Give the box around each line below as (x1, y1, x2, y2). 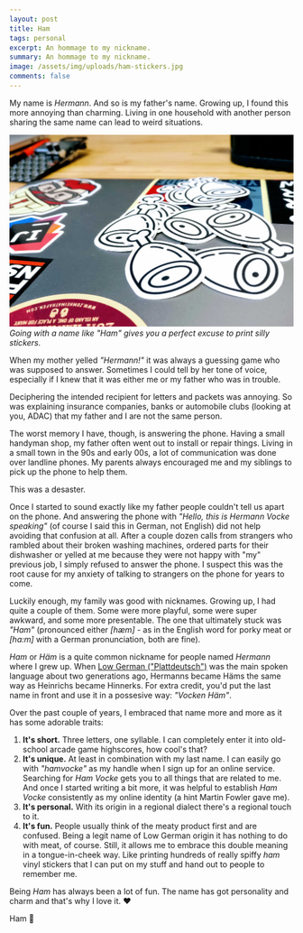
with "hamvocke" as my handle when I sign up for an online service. (22, 762, 276, 773)
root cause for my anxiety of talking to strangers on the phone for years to (9, 568, 285, 579)
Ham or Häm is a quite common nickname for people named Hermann (9, 651, 271, 662)
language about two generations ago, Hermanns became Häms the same (9, 670, 281, 681)
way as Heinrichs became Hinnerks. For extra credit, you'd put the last (9, 679, 271, 690)
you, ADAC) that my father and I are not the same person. (9, 411, 223, 421)
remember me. (22, 868, 78, 879)
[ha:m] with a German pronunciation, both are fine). (9, 633, 201, 644)
